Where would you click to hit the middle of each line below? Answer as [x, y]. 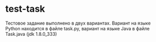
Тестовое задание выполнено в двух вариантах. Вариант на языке [78, 23]
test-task [25, 9]
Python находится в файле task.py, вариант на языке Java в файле [77, 28]
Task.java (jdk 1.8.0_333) [31, 34]
